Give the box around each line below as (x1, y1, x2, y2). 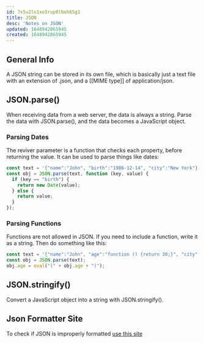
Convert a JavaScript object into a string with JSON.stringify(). (6, 296, 164, 303)
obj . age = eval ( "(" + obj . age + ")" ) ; (6, 263, 105, 269)
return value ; (17, 193, 53, 199)
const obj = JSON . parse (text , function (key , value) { (6, 171, 149, 177)
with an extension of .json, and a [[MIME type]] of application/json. (6, 77, 174, 84)
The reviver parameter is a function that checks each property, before (6, 147, 182, 154)
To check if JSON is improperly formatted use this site (6, 330, 143, 337)
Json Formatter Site (6, 314, 84, 324)
